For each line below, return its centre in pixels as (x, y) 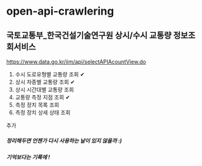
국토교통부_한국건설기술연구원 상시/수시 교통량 (89, 35)
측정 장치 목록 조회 (37, 105)
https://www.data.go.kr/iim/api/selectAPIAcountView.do (76, 62)
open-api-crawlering (60, 11)
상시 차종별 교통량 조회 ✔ (45, 82)
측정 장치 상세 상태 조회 (43, 112)
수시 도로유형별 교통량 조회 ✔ (50, 74)
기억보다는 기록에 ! (28, 157)
